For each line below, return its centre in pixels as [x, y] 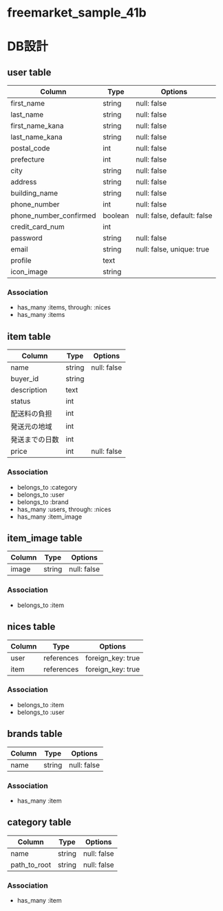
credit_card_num [38, 227]
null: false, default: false [174, 215]
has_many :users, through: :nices [64, 509]
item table [29, 336]
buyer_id [25, 379]
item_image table [45, 538]
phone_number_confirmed [53, 215]
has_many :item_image [50, 517]
